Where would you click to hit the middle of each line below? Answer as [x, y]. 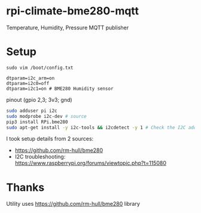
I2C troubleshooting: [40, 157]
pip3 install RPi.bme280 [37, 122]
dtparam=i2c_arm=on [31, 78]
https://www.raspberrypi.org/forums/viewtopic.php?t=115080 [90, 163]
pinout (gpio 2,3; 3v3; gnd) [39, 99]
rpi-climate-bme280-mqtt [73, 11]
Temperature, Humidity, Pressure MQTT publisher [68, 28]
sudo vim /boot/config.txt [40, 68]
